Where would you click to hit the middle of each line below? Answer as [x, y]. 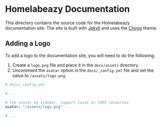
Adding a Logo [28, 44]
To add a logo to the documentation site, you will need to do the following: [80, 55]
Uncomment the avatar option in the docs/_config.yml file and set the [83, 70]
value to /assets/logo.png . [39, 76]
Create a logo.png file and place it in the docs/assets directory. [76, 65]
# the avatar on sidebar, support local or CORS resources [67, 102]
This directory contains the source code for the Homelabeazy [67, 23]
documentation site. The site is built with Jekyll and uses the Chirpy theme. [81, 28]
